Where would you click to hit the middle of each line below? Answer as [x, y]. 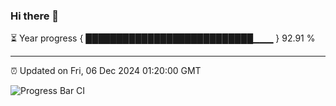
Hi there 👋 [35, 16]
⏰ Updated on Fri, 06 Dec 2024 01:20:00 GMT [106, 71]
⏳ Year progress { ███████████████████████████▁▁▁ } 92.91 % [163, 38]
